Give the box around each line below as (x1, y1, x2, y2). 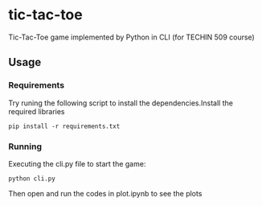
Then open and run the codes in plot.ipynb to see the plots (8, 188, 203, 198)
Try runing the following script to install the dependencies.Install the (8, 98, 233, 108)
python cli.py (8, 175, 56, 183)
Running (8, 141, 43, 152)
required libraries (8, 106, 65, 116)
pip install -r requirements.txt (8, 122, 121, 130)
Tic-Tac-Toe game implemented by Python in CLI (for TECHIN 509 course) (8, 32, 255, 42)
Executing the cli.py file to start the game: (8, 159, 146, 168)
